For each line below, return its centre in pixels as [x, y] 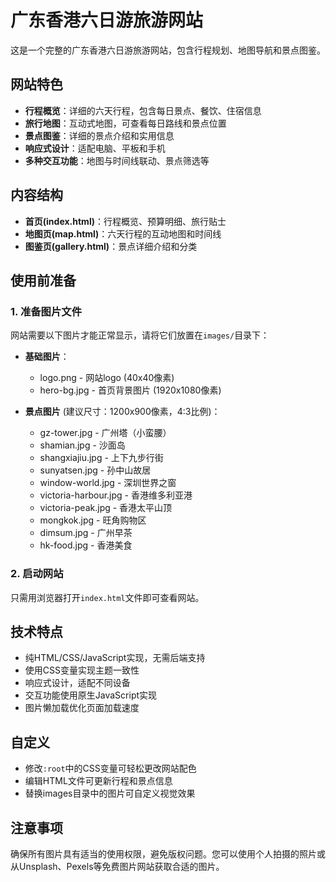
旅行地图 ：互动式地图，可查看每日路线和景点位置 [125, 123]
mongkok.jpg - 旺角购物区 [93, 520]
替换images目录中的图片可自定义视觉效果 [110, 793]
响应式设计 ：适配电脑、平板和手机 [95, 148]
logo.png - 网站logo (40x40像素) [107, 378]
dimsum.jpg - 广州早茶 [86, 533]
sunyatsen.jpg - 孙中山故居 [95, 470]
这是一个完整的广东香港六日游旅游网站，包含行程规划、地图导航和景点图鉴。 [168, 50]
